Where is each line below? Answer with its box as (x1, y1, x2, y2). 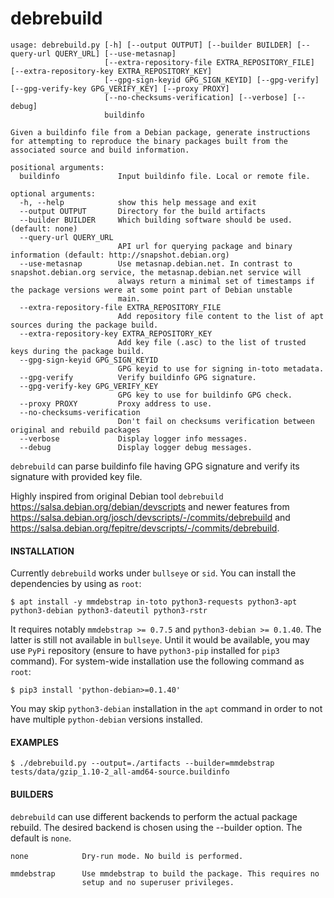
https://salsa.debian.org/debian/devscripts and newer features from (10, 500, 290, 512)
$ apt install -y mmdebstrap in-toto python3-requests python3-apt (10, 597, 298, 607)
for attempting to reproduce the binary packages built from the (10, 136, 288, 146)
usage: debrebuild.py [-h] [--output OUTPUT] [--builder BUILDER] (10, 40, 293, 50)
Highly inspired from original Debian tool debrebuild (10, 490, 224, 502)
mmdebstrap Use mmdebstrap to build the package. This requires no (10, 868, 320, 879)
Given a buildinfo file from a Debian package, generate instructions (10, 127, 311, 137)
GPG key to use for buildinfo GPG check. (117, 390, 293, 400)
